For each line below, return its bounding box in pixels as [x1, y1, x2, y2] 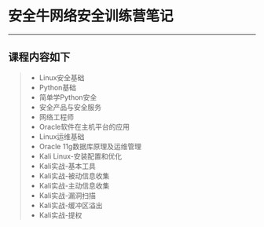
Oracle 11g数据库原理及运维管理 [38, 141, 141, 151]
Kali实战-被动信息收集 [38, 170, 110, 181]
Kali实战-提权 [38, 210, 82, 220]
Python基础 [38, 82, 77, 92]
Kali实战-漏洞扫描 [38, 190, 97, 200]
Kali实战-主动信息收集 [38, 181, 110, 190]
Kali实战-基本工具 [38, 161, 97, 170]
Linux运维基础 [38, 131, 85, 141]
